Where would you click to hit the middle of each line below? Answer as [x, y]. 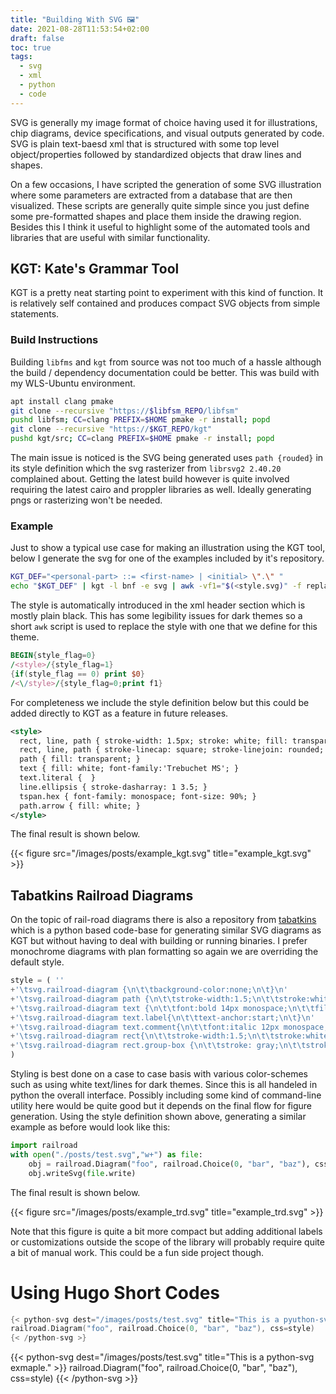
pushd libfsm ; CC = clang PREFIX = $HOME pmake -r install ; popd [140, 420]
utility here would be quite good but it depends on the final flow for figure [161, 1106]
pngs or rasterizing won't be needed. [86, 500]
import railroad [44, 1146]
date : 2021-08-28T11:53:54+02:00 [80, 29]
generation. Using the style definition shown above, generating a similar [158, 1117]
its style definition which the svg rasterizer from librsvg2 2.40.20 [146, 468]
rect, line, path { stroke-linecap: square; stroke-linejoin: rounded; [172, 750]
